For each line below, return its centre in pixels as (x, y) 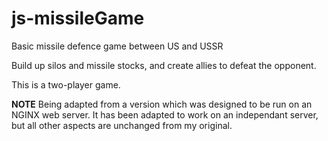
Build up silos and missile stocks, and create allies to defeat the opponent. (164, 65)
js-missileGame (78, 18)
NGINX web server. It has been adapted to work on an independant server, (165, 114)
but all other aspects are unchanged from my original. (122, 125)
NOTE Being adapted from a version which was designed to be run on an (162, 104)
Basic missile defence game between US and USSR (117, 46)
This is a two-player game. (66, 84)
